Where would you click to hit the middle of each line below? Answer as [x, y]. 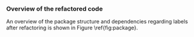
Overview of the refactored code [54, 9]
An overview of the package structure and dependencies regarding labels [97, 22]
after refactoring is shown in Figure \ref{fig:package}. [72, 28]
